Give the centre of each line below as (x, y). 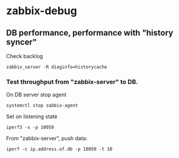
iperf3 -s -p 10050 (30, 128)
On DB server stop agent (36, 95)
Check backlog (25, 56)
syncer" (22, 42)
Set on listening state (32, 117)
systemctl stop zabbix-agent (42, 106)
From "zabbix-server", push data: (47, 138)
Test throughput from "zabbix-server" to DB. (72, 82)
